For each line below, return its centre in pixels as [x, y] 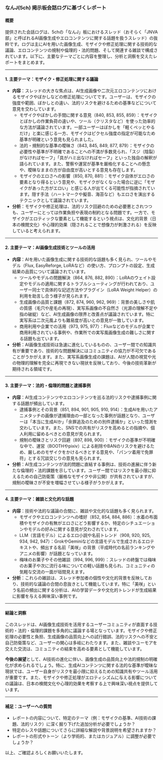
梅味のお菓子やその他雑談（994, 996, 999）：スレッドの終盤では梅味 [88, 559]
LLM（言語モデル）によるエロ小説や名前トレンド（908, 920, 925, [85, 535]
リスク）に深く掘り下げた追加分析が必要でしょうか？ [82, 724]
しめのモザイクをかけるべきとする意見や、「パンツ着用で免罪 [93, 452]
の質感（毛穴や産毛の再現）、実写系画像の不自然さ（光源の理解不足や [88, 308]
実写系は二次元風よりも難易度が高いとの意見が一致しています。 [83, 320]
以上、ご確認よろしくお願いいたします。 [45, 753]
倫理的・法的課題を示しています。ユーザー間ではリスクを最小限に [86, 470]
